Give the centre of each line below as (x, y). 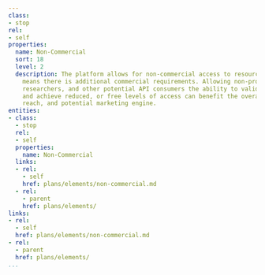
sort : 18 (30, 60)
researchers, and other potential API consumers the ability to (130, 89)
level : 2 (30, 67)
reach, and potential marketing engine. (90, 103)
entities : (24, 111)
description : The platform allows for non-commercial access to (123, 74)
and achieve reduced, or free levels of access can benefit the (130, 96)
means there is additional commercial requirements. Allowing (127, 81)
